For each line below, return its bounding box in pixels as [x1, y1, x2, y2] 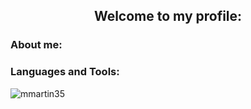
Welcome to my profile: [93, 8, 243, 25]
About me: [10, 38, 63, 52]
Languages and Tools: [10, 65, 120, 79]
